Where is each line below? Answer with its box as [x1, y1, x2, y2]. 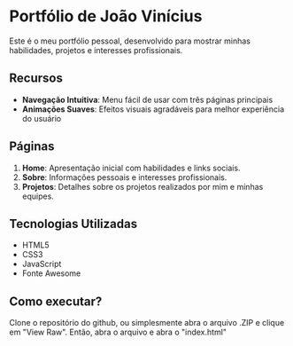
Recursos [9, 71, 64, 86]
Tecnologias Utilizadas [9, 216, 138, 232]
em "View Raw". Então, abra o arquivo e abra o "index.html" [9, 326, 227, 338]
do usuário [21, 113, 62, 123]
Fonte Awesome [21, 268, 81, 279]
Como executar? [9, 294, 103, 309]
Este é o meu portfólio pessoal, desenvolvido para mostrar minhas [9, 35, 251, 46]
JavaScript [21, 259, 62, 270]
